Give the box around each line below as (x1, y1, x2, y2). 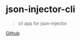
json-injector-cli (6, 4, 75, 15)
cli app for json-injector (18, 20, 67, 26)
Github (6, 30, 20, 36)
